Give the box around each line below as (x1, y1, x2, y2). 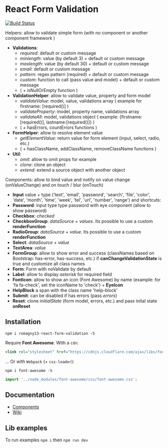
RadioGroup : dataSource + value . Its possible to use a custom (12, 228, 141, 234)
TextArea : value (12, 244, 46, 250)
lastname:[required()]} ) (46, 119, 95, 125)
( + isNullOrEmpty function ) (19, 87, 78, 93)
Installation (5, 317, 41, 326)
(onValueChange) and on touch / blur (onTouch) (5, 181, 103, 188)
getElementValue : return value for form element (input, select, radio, (19, 135, 160, 141)
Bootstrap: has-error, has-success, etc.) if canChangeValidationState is (12, 255, 162, 261)
